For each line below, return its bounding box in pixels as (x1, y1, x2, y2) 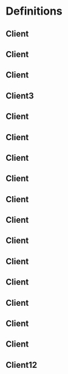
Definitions (5, 4, 63, 18)
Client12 (5, 359, 38, 370)
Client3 (5, 90, 34, 101)
